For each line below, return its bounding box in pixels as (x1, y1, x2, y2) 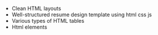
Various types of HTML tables (11, 17, 84, 24)
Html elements (11, 23, 47, 30)
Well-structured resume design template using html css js (11, 11, 152, 18)
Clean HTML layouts (11, 5, 61, 12)
